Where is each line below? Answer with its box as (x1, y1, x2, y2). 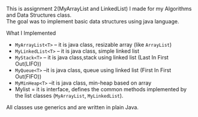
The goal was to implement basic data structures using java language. (6, 18, 179, 25)
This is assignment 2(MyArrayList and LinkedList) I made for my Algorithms (6, 5, 192, 12)
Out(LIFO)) (14, 60, 42, 67)
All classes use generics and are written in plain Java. (6, 104, 139, 110)
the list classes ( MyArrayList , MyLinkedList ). (14, 92, 124, 99)
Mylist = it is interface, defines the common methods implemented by (14, 86, 187, 92)
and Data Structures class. (6, 11, 72, 19)
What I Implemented (6, 29, 56, 37)
